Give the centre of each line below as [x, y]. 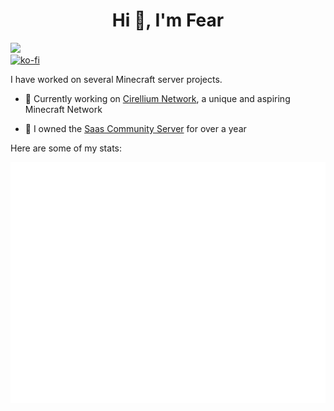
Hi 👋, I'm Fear [168, 20]
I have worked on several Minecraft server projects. [116, 79]
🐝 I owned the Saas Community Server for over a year [135, 128]
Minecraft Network [63, 109]
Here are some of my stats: [66, 148]
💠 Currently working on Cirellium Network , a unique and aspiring [157, 98]
